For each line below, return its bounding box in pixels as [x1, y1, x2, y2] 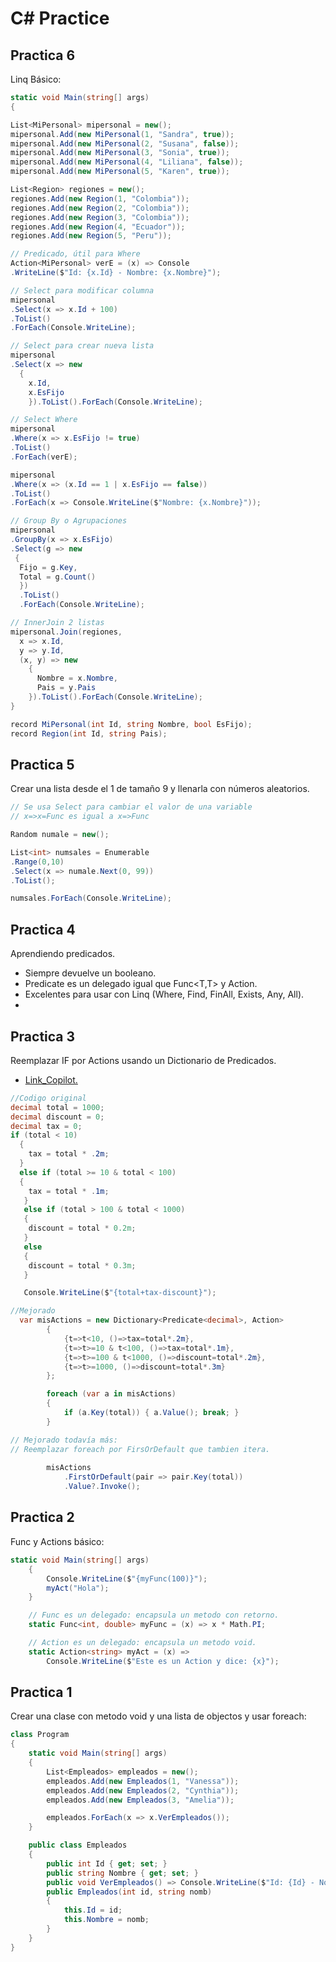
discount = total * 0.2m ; [28, 1223, 137, 1234]
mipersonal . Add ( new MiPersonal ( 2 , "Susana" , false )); [10, 138, 240, 149]
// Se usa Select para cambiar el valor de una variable [10, 802, 253, 812]
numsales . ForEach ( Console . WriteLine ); [10, 893, 172, 904]
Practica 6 [10, 47, 76, 64]
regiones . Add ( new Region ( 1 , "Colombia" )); [10, 193, 190, 204]
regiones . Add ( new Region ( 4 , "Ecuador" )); [10, 222, 186, 232]
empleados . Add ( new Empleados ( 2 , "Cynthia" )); [46, 1785, 240, 1796]
